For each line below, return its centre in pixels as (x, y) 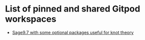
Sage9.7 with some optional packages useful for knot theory (73, 32)
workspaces (31, 19)
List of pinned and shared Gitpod (73, 9)
